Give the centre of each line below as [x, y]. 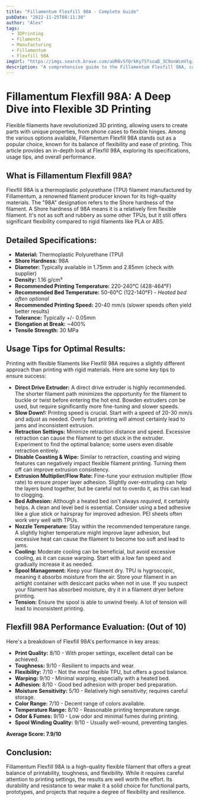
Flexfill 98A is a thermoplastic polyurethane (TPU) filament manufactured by [99, 190]
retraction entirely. [37, 450]
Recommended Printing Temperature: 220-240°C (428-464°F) [93, 286]
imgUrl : [16, 61]
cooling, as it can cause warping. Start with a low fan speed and [93, 558]
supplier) [25, 273]
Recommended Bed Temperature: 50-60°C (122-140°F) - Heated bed [100, 292]
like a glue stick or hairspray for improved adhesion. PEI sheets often [98, 513]
